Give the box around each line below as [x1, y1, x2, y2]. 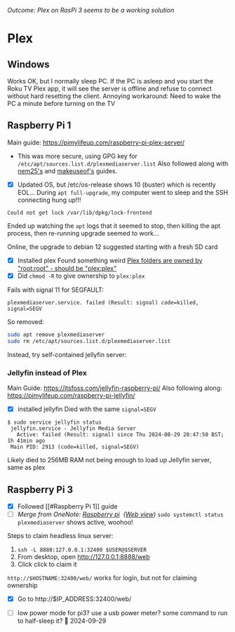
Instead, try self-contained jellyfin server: [7, 350, 127, 358]
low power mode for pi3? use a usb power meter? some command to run [17, 609, 228, 617]
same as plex [7, 463, 46, 472]
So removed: [7, 318, 44, 325]
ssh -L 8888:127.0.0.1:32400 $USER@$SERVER [17, 546, 147, 553]
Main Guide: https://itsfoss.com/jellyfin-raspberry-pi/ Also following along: [7, 384, 222, 392]
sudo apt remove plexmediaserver [7, 331, 105, 338]
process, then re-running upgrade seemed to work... [7, 229, 159, 237]
